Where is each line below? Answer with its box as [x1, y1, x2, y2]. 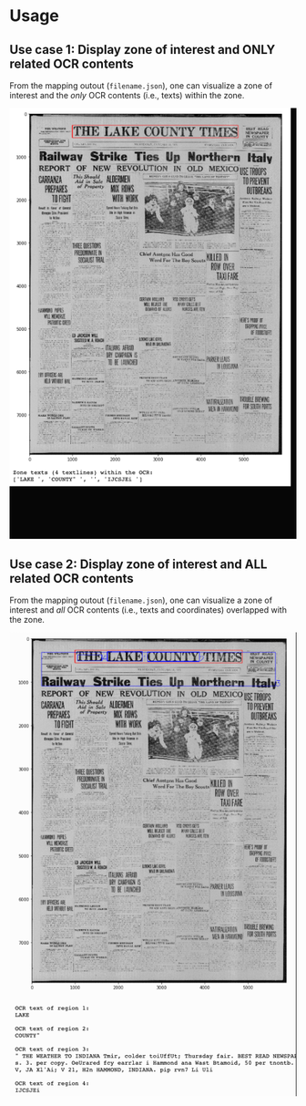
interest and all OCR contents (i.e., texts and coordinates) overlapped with [9, 605, 287, 615]
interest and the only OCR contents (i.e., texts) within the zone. [9, 90, 245, 100]
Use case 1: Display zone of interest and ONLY [9, 42, 276, 57]
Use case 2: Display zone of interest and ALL [9, 556, 268, 572]
